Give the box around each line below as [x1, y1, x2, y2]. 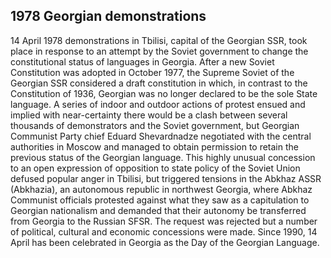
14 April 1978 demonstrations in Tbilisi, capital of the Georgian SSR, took [10, 34, 308, 46]
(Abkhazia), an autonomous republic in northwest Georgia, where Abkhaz [10, 183, 313, 195]
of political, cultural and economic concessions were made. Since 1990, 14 [10, 225, 318, 238]
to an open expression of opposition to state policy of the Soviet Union [10, 162, 301, 174]
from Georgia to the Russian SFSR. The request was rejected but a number [10, 215, 318, 227]
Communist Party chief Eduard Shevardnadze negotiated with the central [10, 130, 312, 142]
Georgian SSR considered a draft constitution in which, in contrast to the [10, 77, 308, 89]
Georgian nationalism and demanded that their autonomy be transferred [10, 204, 307, 216]
